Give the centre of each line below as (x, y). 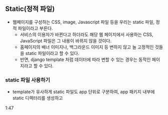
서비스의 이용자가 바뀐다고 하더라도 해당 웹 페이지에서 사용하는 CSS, (87, 34)
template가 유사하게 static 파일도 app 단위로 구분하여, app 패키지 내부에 (83, 92)
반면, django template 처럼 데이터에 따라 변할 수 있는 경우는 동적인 (85, 59)
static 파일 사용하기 (28, 80)
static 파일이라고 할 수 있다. (52, 53)
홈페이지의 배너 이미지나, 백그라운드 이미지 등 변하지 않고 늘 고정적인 (87, 47)
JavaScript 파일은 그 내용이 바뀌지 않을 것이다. (66, 40)
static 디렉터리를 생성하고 (38, 98)
